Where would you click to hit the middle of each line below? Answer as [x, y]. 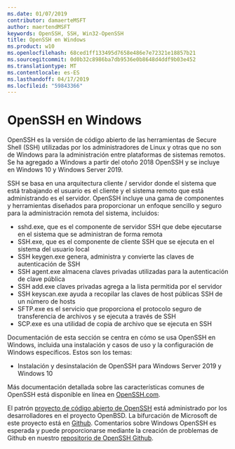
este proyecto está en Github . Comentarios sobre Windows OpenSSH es [112, 423]
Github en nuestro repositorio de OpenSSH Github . [81, 438]
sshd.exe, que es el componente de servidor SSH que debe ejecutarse [120, 227]
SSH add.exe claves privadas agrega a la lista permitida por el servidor [120, 287]
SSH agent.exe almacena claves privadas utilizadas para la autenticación [123, 272]
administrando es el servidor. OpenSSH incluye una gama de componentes [116, 198]
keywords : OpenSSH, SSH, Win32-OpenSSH [66, 33]
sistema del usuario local [53, 249]
